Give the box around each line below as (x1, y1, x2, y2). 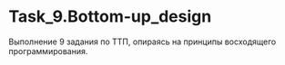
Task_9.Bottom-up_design (8, 6, 212, 27)
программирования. (8, 45, 88, 56)
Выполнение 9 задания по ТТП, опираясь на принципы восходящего (8, 36, 277, 47)
